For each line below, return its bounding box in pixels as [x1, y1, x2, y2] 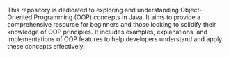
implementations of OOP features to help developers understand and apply [7, 35, 223, 43]
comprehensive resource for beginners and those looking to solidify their [7, 21, 216, 28]
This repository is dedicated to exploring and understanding [7, 6, 180, 14]
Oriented [7, 13, 33, 21]
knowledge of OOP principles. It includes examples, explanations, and [7, 27, 207, 36]
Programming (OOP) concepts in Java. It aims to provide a [33, 13, 201, 21]
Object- [180, 6, 203, 14]
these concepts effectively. [7, 43, 85, 50]
